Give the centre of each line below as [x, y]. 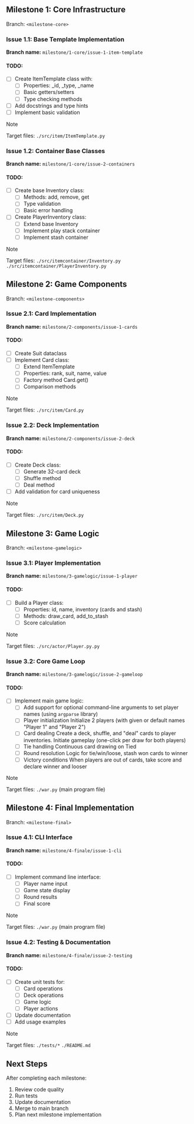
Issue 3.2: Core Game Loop [46, 661]
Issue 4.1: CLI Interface [39, 837]
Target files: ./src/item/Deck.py [45, 515]
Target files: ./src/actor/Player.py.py [53, 646]
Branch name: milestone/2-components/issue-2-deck [71, 438]
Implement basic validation [47, 112]
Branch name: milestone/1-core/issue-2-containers [71, 163]
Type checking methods [53, 99]
